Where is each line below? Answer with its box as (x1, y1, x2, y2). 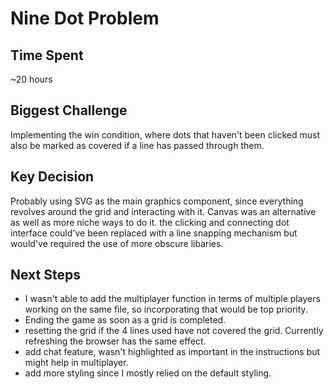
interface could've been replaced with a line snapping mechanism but (10, 227, 298, 239)
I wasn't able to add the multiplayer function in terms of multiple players (24, 293, 321, 305)
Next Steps (10, 267, 81, 284)
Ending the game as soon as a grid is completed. (24, 314, 227, 326)
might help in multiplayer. (24, 357, 129, 369)
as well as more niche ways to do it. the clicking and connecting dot (10, 216, 290, 228)
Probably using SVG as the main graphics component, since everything (10, 195, 304, 207)
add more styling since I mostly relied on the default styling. (24, 367, 272, 379)
